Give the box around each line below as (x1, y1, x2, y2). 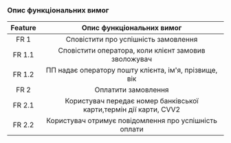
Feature (10, 23, 36, 33)
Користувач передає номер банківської (65, 96, 199, 106)
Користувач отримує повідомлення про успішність (45, 116, 218, 125)
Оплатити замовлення (94, 85, 169, 94)
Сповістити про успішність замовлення (65, 35, 198, 44)
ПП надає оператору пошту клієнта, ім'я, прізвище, (45, 66, 218, 75)
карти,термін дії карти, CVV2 (82, 105, 181, 114)
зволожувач (111, 54, 153, 64)
